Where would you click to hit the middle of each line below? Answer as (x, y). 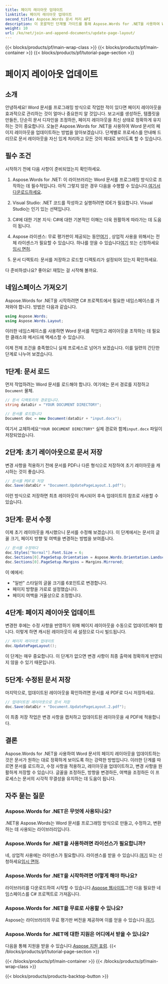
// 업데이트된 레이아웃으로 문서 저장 (38, 702)
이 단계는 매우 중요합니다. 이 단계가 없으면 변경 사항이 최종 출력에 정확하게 (77, 656)
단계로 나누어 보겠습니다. (29, 354)
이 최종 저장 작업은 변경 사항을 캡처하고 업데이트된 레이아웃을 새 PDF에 (74, 717)
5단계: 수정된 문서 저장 (38, 680)
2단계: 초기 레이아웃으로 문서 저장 (54, 452)
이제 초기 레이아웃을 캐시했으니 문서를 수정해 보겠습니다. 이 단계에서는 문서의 (80, 532)
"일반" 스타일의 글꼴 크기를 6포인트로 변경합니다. (60, 583)
